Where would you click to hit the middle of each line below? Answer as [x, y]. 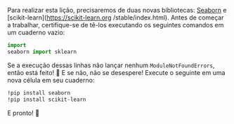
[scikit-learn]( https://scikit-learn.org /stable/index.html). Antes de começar [116, 18]
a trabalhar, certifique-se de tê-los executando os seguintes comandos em [116, 25]
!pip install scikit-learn [47, 99]
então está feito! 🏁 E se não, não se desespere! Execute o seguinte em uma [116, 72]
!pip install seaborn [39, 93]
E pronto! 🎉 [24, 113]
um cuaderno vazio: [36, 32]
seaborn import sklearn [42, 52]
